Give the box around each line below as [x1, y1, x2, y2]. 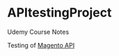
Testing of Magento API [7, 41, 75, 49]
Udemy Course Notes [7, 28, 70, 36]
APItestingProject [7, 5, 112, 21]
